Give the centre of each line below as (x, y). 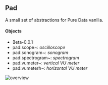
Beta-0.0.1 (23, 42)
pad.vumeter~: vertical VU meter (46, 63)
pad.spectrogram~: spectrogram (46, 58)
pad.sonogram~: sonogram (40, 53)
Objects (13, 31)
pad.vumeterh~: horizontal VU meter (50, 68)
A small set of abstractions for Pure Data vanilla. (54, 20)
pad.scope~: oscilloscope (39, 47)
